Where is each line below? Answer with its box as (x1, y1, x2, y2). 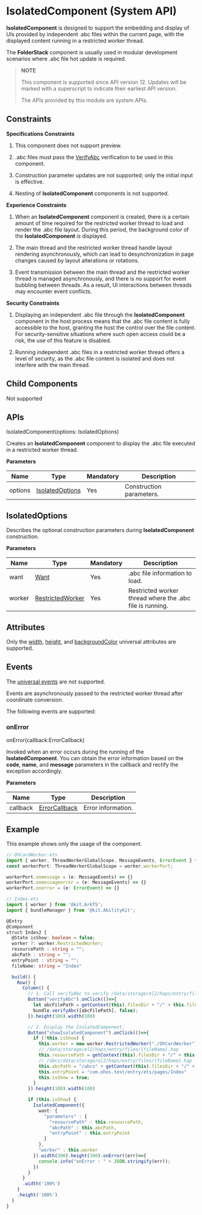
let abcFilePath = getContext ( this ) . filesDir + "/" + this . (32, 1002, 187, 1008)
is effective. (14, 178, 44, 185)
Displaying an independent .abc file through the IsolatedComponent (14, 311, 185, 318)
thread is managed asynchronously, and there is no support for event (14, 274, 186, 282)
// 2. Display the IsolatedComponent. (28, 1024, 125, 1030)
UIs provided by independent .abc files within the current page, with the (6, 30, 185, 37)
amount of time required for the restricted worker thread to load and (14, 219, 183, 227)
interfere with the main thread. (14, 361, 90, 369)
